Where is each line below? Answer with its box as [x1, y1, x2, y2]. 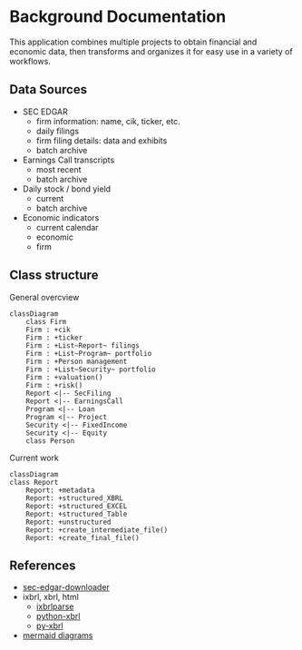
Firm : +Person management [25, 357, 128, 366]
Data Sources [9, 82, 88, 97]
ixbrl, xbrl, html [22, 592, 79, 603]
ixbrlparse [35, 601, 74, 612]
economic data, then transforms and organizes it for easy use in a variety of [9, 45, 293, 56]
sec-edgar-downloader [22, 582, 111, 593]
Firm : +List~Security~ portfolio [25, 365, 156, 374]
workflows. [9, 55, 52, 66]
